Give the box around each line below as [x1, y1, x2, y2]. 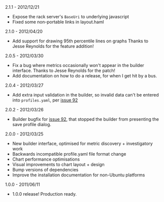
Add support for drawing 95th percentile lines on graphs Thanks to [12, 38, 149, 44]
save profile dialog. [12, 122, 51, 127]
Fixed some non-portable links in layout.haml [12, 19, 104, 25]
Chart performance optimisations [12, 156, 80, 162]
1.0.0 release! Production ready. [12, 191, 77, 197]
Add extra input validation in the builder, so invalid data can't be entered [12, 92, 159, 98]
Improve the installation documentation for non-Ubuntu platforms [12, 172, 145, 178]
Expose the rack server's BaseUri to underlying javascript [12, 14, 129, 19]
